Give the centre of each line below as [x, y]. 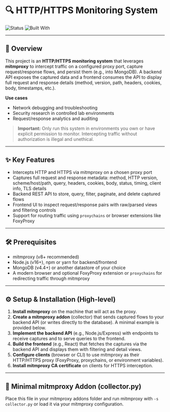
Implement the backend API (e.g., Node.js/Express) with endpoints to [85, 333]
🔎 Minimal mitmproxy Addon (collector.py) [73, 386]
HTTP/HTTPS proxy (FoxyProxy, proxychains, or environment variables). [88, 360]
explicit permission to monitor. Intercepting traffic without [77, 134]
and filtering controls [34, 210]
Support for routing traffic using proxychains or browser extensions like [87, 215]
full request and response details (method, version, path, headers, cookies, [83, 82]
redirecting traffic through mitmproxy [51, 279]
